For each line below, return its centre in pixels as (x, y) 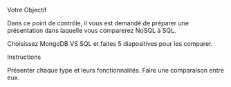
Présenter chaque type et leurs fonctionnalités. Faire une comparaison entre (116, 70)
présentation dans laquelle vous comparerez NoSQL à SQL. (92, 30)
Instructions (24, 57)
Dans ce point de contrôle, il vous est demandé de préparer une (98, 23)
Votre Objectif (27, 10)
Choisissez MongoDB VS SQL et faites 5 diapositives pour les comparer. (110, 43)
